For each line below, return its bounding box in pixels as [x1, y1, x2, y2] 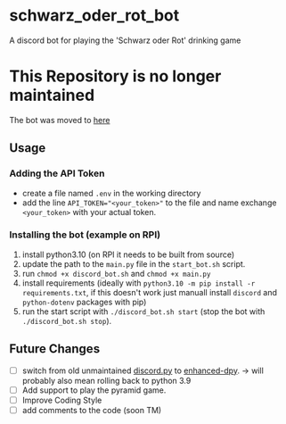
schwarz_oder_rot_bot [9, 5, 180, 26]
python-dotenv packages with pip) [21, 296, 147, 307]
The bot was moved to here [9, 114, 110, 125]
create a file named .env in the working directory [21, 187, 201, 198]
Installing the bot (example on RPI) [9, 229, 161, 241]
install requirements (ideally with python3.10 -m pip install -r [21, 278, 256, 288]
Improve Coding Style [21, 395, 102, 405]
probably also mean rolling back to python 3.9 [21, 375, 192, 386]
